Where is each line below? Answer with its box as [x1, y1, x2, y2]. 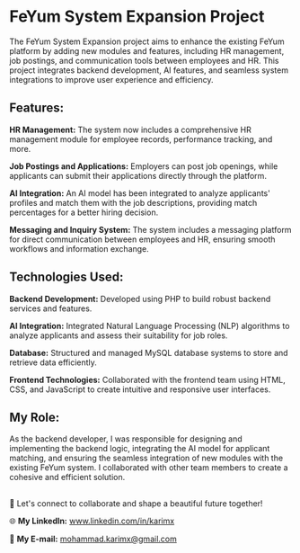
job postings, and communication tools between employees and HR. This [9, 55, 279, 66]
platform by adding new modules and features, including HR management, [9, 45, 285, 56]
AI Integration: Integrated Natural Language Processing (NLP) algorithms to [9, 320, 290, 331]
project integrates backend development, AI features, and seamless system [9, 65, 289, 76]
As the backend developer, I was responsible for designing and [9, 433, 243, 444]
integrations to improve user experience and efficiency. [9, 74, 214, 85]
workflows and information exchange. [9, 243, 150, 254]
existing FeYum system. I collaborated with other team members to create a [9, 462, 289, 473]
